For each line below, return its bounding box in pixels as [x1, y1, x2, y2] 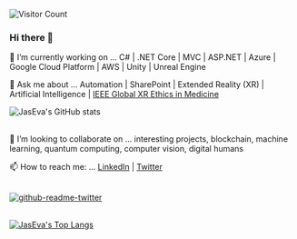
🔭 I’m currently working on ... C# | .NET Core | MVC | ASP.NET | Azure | [9, 52, 276, 63]
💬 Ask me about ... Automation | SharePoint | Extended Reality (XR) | [9, 79, 265, 90]
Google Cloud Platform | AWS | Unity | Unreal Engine [9, 62, 206, 73]
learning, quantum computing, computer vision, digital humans [9, 144, 243, 154]
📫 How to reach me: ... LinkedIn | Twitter [9, 162, 163, 173]
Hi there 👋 [9, 31, 54, 44]
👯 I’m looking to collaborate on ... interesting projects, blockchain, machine [9, 134, 289, 144]
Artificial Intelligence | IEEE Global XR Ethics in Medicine [9, 89, 220, 100]
